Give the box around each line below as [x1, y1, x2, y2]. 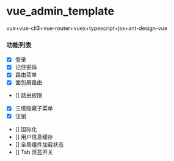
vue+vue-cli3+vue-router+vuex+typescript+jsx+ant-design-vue [6, 24, 168, 32]
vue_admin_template [6, 4, 115, 18]
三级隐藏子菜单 [15, 105, 53, 112]
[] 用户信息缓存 [15, 133, 53, 140]
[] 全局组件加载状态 [15, 140, 64, 148]
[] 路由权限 [15, 91, 43, 99]
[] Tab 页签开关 [15, 148, 54, 156]
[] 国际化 [15, 125, 37, 132]
